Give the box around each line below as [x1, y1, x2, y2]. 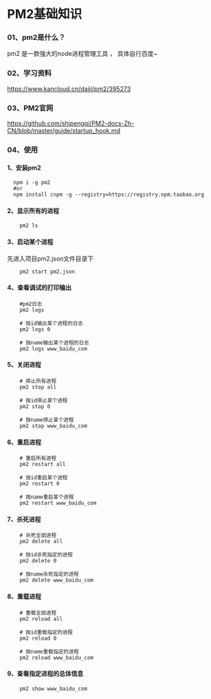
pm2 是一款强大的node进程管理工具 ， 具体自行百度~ [7, 50, 158, 58]
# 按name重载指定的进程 [19, 648, 79, 655]
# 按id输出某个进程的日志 [19, 320, 84, 327]
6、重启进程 [7, 438, 42, 446]
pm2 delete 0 [19, 558, 57, 565]
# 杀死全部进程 [19, 532, 57, 539]
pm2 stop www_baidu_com [19, 423, 88, 429]
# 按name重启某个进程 [19, 494, 74, 500]
